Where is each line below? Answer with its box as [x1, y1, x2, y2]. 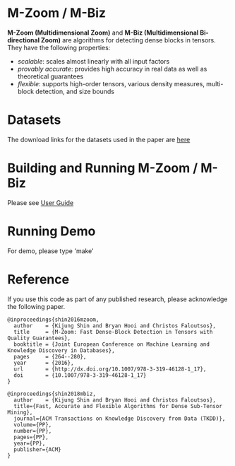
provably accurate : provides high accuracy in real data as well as [17, 64, 207, 73]
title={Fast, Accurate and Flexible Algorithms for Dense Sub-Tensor [13, 402, 222, 409]
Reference [7, 271, 69, 287]
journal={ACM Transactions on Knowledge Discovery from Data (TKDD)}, [13, 415, 226, 422]
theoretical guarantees [17, 72, 83, 81]
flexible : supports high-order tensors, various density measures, [17, 79, 205, 88]
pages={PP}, [13, 433, 49, 441]
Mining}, [7, 409, 33, 416]
